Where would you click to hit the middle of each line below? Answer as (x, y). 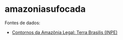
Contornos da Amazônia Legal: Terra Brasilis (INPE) (65, 32)
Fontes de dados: (22, 23)
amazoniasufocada (45, 9)
